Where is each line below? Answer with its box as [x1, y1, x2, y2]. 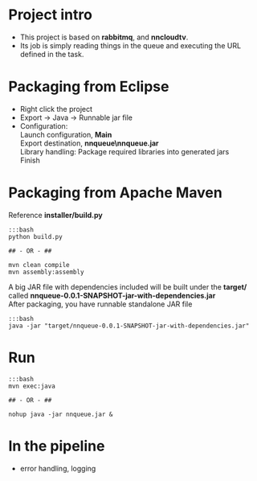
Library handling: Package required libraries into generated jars [19, 146, 230, 156]
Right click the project [19, 104, 93, 113]
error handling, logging [19, 463, 96, 473]
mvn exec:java [8, 382, 56, 390]
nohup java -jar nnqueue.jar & [8, 410, 113, 418]
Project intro [8, 6, 92, 24]
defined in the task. [19, 49, 84, 59]
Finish [19, 155, 40, 165]
